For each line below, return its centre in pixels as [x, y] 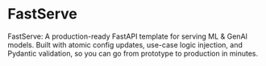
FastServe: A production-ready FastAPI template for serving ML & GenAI [127, 36]
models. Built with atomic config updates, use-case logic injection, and [125, 44]
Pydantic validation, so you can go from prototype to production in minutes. [133, 53]
